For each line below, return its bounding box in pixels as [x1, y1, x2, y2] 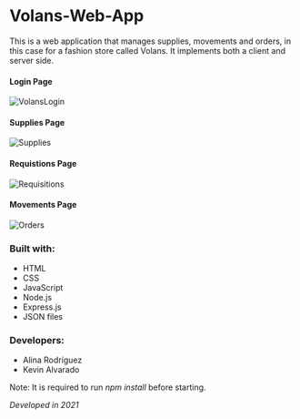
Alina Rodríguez [22, 354, 83, 365]
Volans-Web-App [9, 5, 145, 26]
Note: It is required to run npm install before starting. [9, 382, 206, 393]
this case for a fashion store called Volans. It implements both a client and [9, 45, 286, 56]
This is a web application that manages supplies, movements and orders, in [9, 36, 292, 46]
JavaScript [22, 282, 64, 293]
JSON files [22, 312, 64, 322]
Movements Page [9, 199, 77, 210]
